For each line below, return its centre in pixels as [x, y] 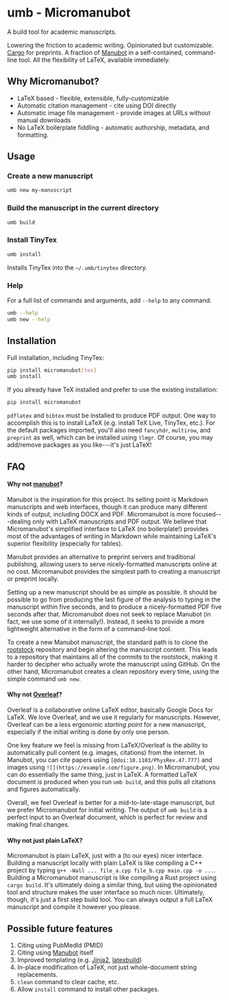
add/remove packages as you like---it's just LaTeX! [79, 445]
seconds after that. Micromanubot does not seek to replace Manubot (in [109, 614]
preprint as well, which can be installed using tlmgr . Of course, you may [110, 438]
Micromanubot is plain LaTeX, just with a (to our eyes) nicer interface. [106, 856]
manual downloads [44, 120]
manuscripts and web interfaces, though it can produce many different [107, 507]
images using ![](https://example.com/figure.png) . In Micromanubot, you [113, 767]
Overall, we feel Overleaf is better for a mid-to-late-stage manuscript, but [111, 802]
